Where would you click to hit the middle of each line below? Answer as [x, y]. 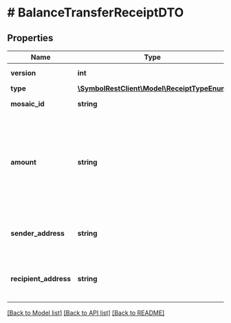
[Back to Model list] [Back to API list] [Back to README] [86, 313]
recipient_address [41, 279]
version [23, 73]
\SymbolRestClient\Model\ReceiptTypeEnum [153, 88]
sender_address [38, 233]
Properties [30, 38]
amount [23, 162]
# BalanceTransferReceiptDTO [96, 13]
